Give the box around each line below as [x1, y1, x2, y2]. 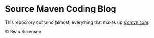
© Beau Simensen [5, 28, 42, 34]
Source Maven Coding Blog [5, 3, 117, 14]
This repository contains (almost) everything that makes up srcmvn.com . [5, 19, 150, 25]
